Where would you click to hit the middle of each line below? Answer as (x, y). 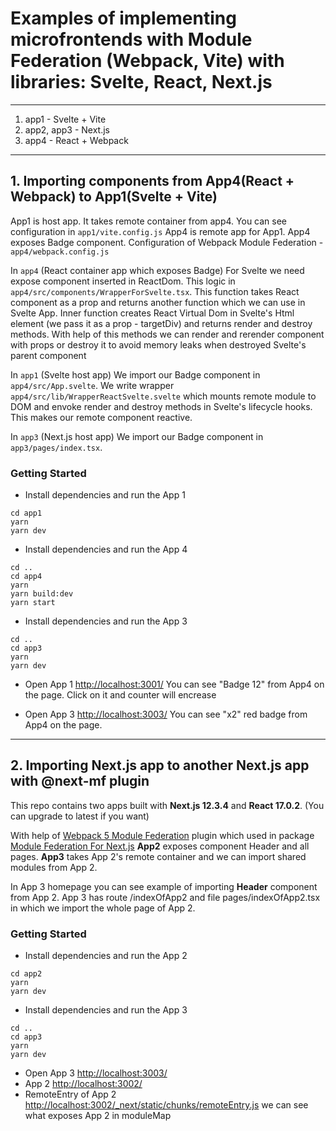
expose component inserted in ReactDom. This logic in (123, 281)
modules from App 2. (54, 867)
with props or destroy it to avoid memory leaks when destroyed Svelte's (158, 344)
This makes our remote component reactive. (101, 417)
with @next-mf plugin (80, 781)
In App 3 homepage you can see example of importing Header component (164, 886)
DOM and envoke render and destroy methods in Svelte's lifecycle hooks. (161, 406)
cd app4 (26, 577)
